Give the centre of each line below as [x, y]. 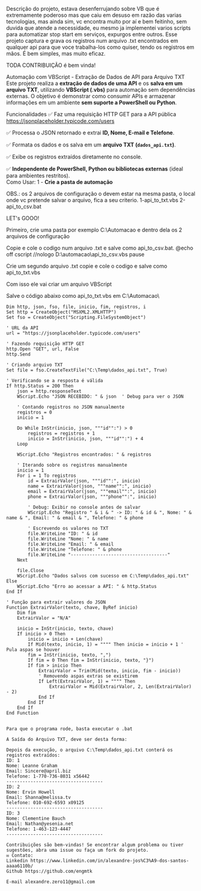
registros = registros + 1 [61, 433]
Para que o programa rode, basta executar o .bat [70, 729]
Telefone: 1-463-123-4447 [38, 829]
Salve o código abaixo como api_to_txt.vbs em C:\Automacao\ [83, 296]
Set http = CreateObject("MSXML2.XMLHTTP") [61, 312]
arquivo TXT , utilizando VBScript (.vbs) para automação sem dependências [101, 90]
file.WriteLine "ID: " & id [63, 534]
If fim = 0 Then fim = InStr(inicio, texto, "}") [91, 660]
